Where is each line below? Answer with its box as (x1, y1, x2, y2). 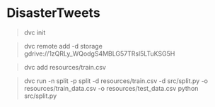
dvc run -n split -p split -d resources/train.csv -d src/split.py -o (23, 76, 209, 85)
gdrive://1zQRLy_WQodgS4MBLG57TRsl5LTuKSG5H (23, 49, 175, 58)
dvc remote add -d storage (23, 42, 103, 50)
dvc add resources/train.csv (23, 63, 107, 71)
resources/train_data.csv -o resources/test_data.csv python (23, 84, 199, 92)
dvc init (23, 28, 46, 37)
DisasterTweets (6, 5, 100, 21)
